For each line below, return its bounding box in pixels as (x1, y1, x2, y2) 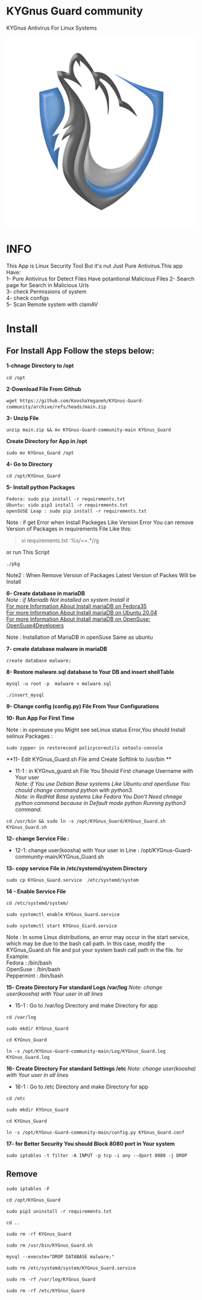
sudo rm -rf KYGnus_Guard (6, 1231, 71, 1237)
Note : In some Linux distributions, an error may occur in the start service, (6, 933, 190, 940)
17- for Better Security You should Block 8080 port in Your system (6, 1140, 175, 1147)
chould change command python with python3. (14, 786, 134, 794)
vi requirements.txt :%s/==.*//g (21, 537, 99, 544)
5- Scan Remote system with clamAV (6, 300, 98, 308)
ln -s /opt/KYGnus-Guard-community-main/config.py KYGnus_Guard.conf (6, 1129, 185, 1136)
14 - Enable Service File (6, 887, 66, 895)
